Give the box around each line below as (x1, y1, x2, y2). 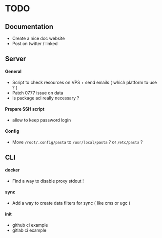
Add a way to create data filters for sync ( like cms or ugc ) (12, 200, 131, 206)
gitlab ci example (12, 227, 47, 233)
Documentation (5, 23, 54, 31)
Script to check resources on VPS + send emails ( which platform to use (12, 79, 157, 85)
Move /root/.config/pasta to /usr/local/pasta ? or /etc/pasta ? (12, 139, 143, 145)
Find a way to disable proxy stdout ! (12, 178, 84, 184)
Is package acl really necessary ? (12, 95, 80, 101)
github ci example (12, 222, 48, 228)
